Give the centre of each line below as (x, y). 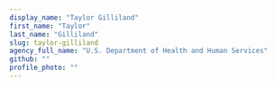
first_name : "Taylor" (50, 26)
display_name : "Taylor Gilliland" (74, 17)
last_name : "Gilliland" (54, 34)
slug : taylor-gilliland (54, 43)
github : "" (30, 59)
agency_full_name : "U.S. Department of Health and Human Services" (139, 51)
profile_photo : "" (44, 68)
